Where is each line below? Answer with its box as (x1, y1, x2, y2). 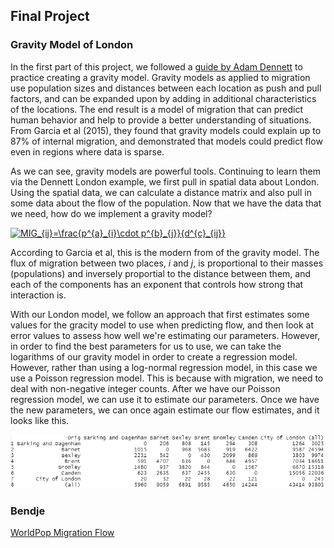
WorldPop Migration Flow (10, 527, 115, 539)
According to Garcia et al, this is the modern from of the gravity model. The (10, 246, 320, 258)
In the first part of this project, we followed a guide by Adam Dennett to (10, 60, 303, 73)
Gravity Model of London (10, 38, 134, 52)
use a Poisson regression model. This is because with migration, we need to (10, 372, 324, 384)
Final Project (10, 8, 90, 25)
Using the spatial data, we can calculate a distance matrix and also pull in (10, 186, 312, 198)
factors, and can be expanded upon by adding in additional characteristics (10, 92, 317, 104)
